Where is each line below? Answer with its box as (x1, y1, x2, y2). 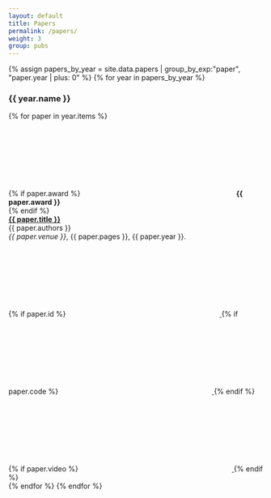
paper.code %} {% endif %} (8, 386, 256, 397)
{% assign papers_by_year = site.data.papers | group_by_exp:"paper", (8, 64, 241, 74)
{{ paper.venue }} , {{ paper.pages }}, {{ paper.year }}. (8, 232, 186, 241)
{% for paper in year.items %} (8, 111, 108, 121)
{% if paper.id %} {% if (8, 309, 239, 319)
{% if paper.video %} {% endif (8, 464, 264, 474)
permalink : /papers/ (8, 27, 78, 35)
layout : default (8, 11, 63, 20)
